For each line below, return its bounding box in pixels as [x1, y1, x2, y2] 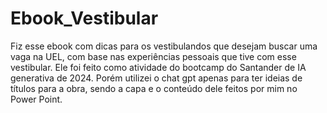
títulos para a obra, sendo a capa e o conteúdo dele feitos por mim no [10, 82, 298, 94]
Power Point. [10, 93, 63, 105]
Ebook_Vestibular [10, 7, 159, 30]
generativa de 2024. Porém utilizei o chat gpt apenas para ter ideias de [10, 72, 303, 84]
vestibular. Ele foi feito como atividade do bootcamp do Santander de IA [10, 61, 307, 73]
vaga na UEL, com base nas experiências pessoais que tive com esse [10, 50, 297, 62]
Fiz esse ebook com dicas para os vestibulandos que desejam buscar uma [10, 40, 318, 52]
